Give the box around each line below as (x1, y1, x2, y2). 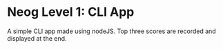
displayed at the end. (7, 34, 67, 42)
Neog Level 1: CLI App (7, 4, 135, 20)
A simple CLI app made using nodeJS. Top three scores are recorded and (7, 27, 216, 35)
